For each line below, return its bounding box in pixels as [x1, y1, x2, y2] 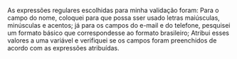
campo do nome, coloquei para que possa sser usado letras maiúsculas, [7, 14, 221, 22]
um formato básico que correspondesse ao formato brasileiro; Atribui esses [7, 28, 230, 37]
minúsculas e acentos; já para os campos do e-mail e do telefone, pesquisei [7, 21, 231, 29]
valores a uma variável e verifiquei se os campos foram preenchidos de [7, 36, 217, 45]
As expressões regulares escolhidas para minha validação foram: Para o [7, 6, 219, 14]
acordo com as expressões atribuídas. [7, 44, 120, 52]
